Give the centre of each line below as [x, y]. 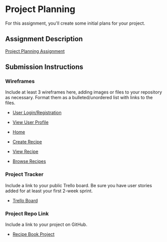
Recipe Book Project [33, 234]
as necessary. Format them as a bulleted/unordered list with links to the [79, 98]
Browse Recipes [29, 162]
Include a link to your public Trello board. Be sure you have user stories [78, 185]
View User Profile [30, 122]
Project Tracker [24, 175]
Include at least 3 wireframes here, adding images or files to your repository [83, 92]
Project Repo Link [27, 213]
